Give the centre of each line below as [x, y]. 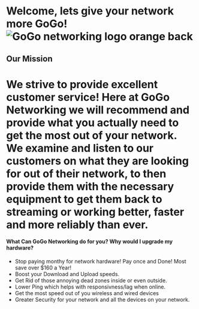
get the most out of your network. [92, 135]
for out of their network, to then [86, 174]
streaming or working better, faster [95, 212]
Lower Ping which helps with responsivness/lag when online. [90, 287]
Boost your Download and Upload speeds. [67, 274]
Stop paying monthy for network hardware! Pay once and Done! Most [101, 261]
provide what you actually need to [93, 123]
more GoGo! [37, 24]
